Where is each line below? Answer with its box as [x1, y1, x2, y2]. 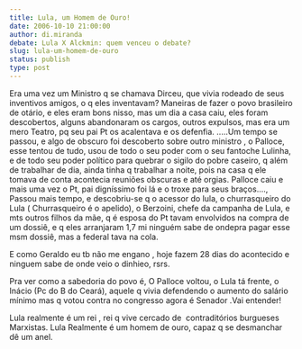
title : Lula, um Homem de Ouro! [9, 13, 131, 22]
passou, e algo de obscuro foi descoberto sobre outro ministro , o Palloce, [9, 136, 286, 147]
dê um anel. [9, 331, 53, 342]
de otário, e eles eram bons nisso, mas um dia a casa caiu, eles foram [9, 107, 269, 118]
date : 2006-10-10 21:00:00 [9, 22, 111, 31]
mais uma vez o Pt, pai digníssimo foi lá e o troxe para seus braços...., [9, 183, 269, 194]
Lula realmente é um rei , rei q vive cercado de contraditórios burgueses [9, 312, 279, 323]
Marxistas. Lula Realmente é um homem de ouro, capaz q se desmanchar [9, 321, 283, 333]
